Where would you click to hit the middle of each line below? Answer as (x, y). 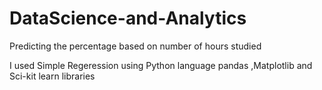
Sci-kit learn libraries (52, 76)
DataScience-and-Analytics (128, 18)
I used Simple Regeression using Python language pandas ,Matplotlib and (161, 65)
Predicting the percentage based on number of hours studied (135, 46)
